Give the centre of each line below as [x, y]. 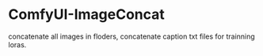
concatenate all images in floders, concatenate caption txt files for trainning [131, 36]
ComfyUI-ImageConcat [86, 15]
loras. [17, 44]
